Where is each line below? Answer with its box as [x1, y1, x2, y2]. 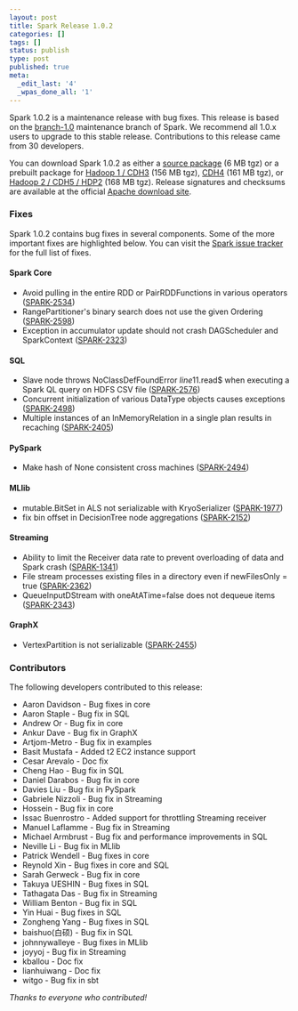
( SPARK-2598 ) [21, 316, 76, 326]
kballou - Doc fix [21, 956, 84, 967]
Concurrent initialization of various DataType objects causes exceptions [21, 393, 286, 405]
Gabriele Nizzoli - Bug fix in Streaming [21, 794, 163, 805]
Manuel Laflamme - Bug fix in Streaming [21, 822, 171, 833]
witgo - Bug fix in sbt [21, 975, 100, 986]
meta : [9, 71, 29, 80]
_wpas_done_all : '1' [17, 87, 93, 96]
